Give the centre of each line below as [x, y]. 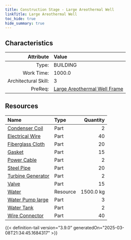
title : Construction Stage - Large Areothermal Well [60, 10]
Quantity [94, 120]
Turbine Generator [28, 175]
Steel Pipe [19, 168]
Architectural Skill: [28, 81]
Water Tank [21, 207]
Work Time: [36, 73]
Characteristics [29, 43]
